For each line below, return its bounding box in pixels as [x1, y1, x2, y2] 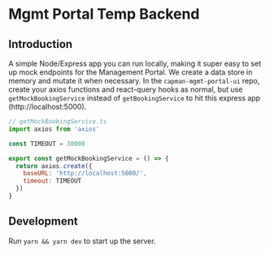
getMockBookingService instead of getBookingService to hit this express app [8, 93, 261, 102]
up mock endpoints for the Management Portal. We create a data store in [8, 67, 253, 77]
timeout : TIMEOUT [23, 177, 82, 185]
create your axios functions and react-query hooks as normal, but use [8, 84, 243, 94]
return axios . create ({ [15, 161, 93, 170]
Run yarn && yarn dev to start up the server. [8, 236, 156, 246]
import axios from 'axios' [8, 125, 100, 133]
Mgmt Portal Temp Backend [8, 5, 200, 24]
